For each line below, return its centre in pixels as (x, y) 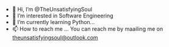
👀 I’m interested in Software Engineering (63, 16)
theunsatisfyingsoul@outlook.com (55, 37)
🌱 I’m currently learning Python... (53, 22)
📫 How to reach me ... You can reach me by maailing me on (88, 29)
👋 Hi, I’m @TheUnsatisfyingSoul (52, 9)
